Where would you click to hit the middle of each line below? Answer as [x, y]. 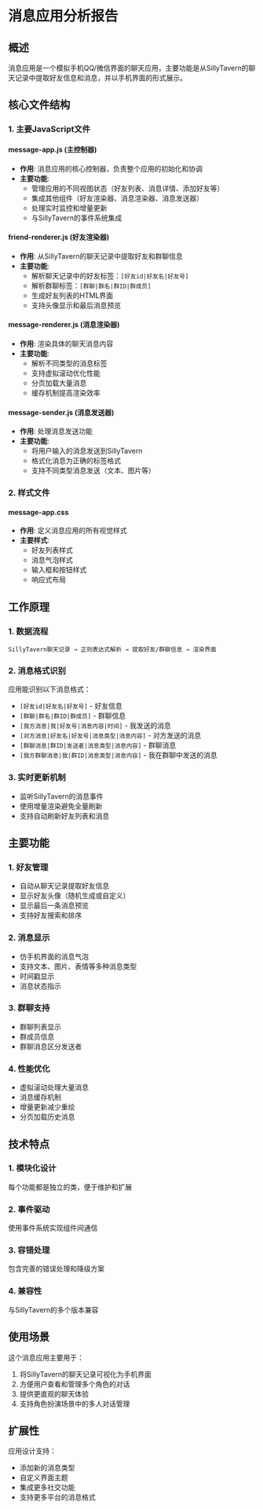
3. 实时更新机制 [37, 778]
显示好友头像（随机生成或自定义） [75, 896]
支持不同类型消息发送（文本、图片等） [93, 471]
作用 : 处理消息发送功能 [56, 431]
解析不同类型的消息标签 [69, 363]
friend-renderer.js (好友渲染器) [59, 237]
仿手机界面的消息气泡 [54, 956]
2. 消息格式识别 [37, 671]
